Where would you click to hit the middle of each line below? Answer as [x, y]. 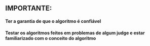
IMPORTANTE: [29, 8]
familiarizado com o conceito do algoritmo [51, 38]
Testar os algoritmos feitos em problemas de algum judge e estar [75, 33]
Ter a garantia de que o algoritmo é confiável [53, 21]
